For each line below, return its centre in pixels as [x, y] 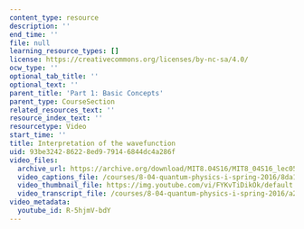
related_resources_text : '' [62, 110]
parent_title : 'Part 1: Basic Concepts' [87, 93]
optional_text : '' [44, 85]
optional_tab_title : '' [54, 77]
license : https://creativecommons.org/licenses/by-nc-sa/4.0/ [129, 60]
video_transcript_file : [62, 194]
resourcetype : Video [48, 127]
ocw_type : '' [34, 69]
